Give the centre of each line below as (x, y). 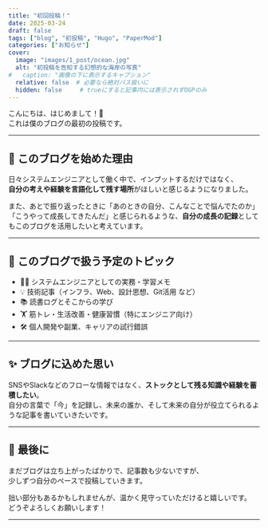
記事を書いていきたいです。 (67, 415)
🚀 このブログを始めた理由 (71, 158)
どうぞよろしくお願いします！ (57, 507)
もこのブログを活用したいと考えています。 (78, 226)
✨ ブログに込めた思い (61, 364)
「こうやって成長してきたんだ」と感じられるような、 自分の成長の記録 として (134, 216)
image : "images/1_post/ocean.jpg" (73, 61)
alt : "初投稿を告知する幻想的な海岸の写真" (79, 68)
